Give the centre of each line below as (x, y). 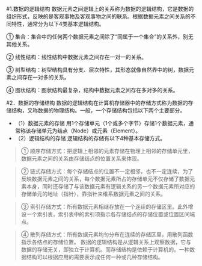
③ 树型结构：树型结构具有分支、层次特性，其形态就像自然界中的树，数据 (98, 70)
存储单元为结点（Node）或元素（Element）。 (86, 131)
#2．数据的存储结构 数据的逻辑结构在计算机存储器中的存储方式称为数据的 (97, 103)
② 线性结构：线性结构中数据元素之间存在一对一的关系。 (77, 57)
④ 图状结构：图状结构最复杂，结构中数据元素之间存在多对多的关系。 (92, 90)
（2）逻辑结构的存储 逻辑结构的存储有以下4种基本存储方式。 (90, 138)
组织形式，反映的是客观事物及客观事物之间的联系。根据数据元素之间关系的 (98, 16)
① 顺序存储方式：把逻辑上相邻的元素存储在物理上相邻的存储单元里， (107, 151)
